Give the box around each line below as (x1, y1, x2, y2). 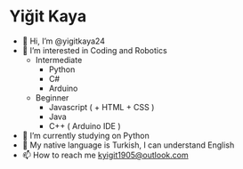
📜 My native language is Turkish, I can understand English (21, 140, 235, 150)
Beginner (35, 92, 69, 103)
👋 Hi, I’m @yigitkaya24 (21, 36, 105, 46)
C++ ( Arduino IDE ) (48, 120, 121, 131)
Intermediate (35, 54, 83, 65)
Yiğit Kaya (9, 6, 87, 27)
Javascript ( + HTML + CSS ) (48, 101, 155, 112)
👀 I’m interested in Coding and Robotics (21, 44, 167, 55)
